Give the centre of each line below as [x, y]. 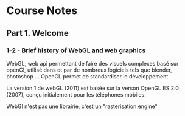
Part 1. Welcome [37, 33]
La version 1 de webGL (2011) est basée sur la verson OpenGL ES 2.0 [93, 88]
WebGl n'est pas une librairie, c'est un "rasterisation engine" [82, 106]
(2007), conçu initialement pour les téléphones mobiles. [76, 94]
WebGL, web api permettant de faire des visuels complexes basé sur [92, 63]
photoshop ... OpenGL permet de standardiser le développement [87, 76]
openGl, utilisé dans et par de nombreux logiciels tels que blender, [89, 70]
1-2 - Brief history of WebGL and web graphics [76, 50]
